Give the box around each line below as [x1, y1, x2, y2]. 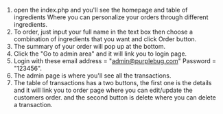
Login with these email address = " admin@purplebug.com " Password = [13, 57, 217, 65]
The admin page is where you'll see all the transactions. [13, 71, 172, 80]
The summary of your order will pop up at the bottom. [13, 43, 166, 50]
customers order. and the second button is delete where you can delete [13, 93, 216, 102]
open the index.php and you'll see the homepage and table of [13, 6, 188, 14]
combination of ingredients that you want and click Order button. [13, 35, 197, 43]
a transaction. [13, 101, 53, 109]
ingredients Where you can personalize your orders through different [13, 13, 209, 21]
